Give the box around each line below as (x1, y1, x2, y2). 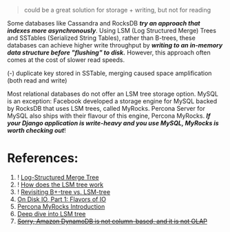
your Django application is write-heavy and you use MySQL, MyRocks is (7, 119, 219, 127)
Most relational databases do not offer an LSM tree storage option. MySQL (7, 89, 219, 98)
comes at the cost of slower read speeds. (7, 56, 125, 64)
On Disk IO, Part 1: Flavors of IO (17, 195, 107, 203)
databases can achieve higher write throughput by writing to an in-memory (7, 41, 223, 49)
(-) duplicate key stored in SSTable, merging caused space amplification (7, 69, 212, 77)
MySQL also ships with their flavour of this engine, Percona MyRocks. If (7, 112, 211, 120)
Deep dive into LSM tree (17, 209, 86, 218)
